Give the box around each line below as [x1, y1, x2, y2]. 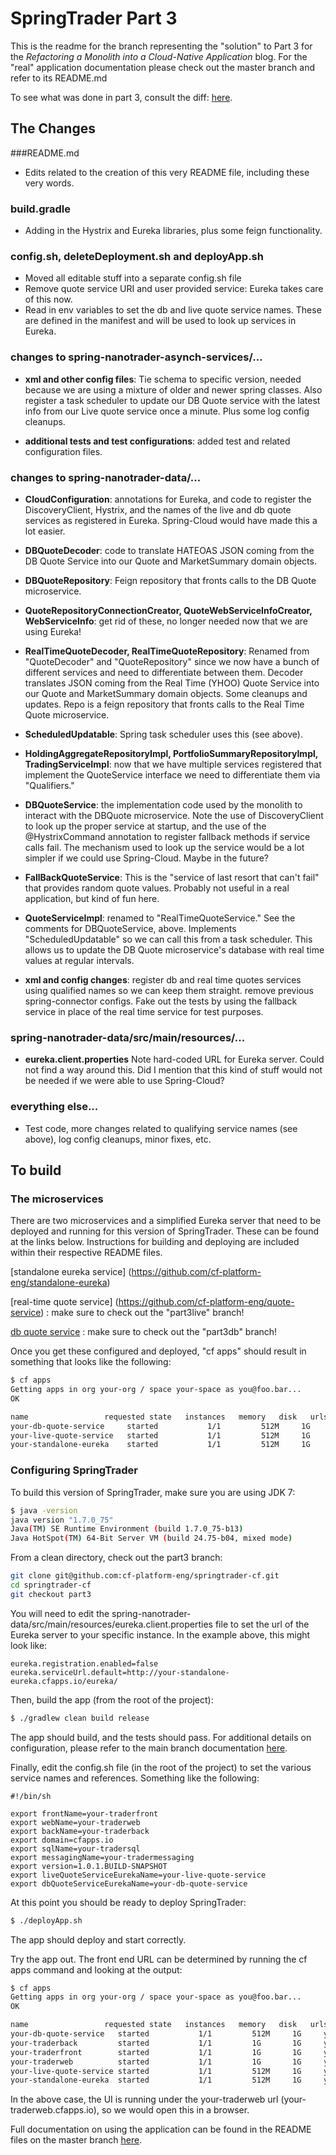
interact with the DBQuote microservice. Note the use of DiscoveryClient [24, 809, 324, 821]
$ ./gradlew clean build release [10, 1713, 150, 1723]
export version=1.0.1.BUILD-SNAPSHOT [10, 1861, 168, 1871]
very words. [24, 177, 75, 189]
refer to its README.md [10, 72, 108, 84]
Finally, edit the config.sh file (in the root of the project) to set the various [10, 1761, 312, 1773]
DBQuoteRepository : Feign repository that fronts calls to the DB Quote [24, 574, 317, 586]
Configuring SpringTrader [10, 1463, 139, 1477]
